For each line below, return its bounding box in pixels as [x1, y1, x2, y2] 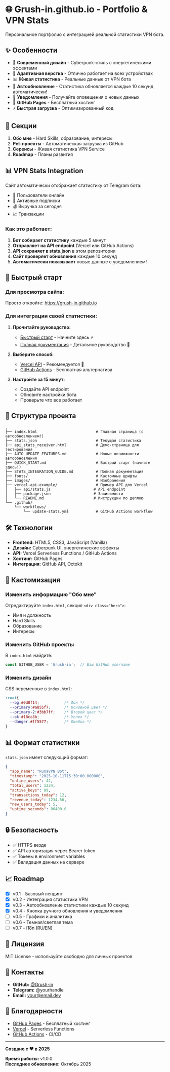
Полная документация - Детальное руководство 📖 [20, 341, 131, 347]
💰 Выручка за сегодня [12, 204, 62, 210]
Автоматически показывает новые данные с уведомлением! [12, 258, 147, 264]
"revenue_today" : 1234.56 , [10, 797, 67, 802]
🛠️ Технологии [5, 523, 53, 532]
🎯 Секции [5, 122, 37, 130]
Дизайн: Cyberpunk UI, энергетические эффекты [12, 545, 119, 551]
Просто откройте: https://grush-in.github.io [5, 300, 97, 306]
